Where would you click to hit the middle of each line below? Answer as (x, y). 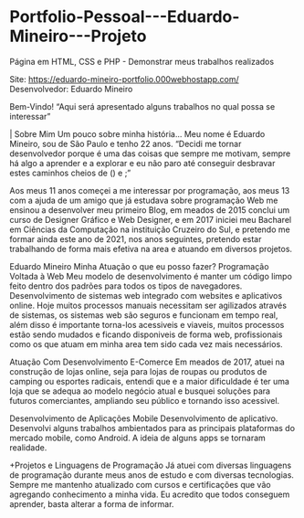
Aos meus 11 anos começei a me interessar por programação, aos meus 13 (150, 190)
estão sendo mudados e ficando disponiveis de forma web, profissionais (146, 334)
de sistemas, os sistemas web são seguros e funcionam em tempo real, (144, 315)
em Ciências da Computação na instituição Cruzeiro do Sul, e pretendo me (150, 229)
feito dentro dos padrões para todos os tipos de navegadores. (126, 286)
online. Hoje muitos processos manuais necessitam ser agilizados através (148, 305)
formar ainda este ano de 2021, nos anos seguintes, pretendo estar (136, 238)
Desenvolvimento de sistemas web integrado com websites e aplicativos (146, 295)
